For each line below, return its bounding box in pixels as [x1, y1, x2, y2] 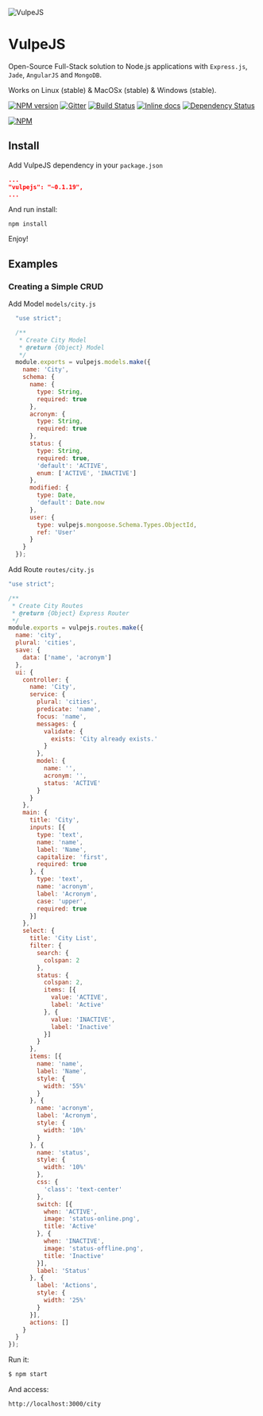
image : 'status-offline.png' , [43, 1244, 145, 1252]
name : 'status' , [37, 1148, 91, 1156]
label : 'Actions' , [37, 1282, 98, 1290]
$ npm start [8, 1371, 48, 1379]
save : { [15, 646, 41, 655]
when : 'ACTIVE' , [43, 1208, 98, 1216]
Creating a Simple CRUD [8, 280, 104, 292]
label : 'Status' [37, 1267, 91, 1275]
